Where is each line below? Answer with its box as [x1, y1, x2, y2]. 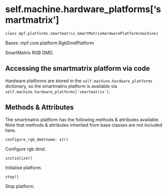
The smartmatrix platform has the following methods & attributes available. [5, 116, 160, 122]
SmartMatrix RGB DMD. [5, 50, 54, 56]
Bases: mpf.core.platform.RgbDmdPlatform [5, 39, 95, 46]
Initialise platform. [5, 164, 42, 170]
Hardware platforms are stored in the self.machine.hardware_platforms [5, 77, 153, 84]
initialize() [5, 156, 33, 161]
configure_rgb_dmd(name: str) [5, 137, 69, 142]
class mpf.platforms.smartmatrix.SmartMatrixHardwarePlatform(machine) [5, 31, 158, 36]
